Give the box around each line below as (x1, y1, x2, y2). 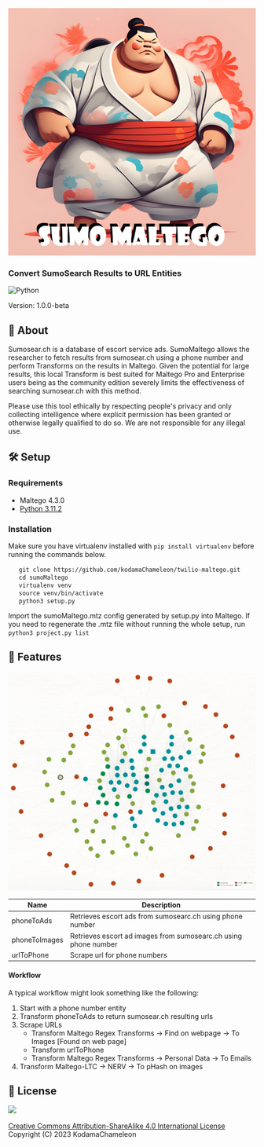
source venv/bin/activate (18, 589, 104, 598)
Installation (8, 523, 53, 534)
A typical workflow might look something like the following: (8, 988, 199, 997)
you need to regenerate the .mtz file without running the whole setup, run (8, 620, 246, 629)
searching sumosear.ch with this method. (8, 387, 142, 396)
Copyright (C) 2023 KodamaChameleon (8, 1130, 137, 1139)
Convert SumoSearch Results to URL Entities (8, 267, 182, 278)
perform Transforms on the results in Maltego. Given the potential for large (8, 361, 250, 371)
